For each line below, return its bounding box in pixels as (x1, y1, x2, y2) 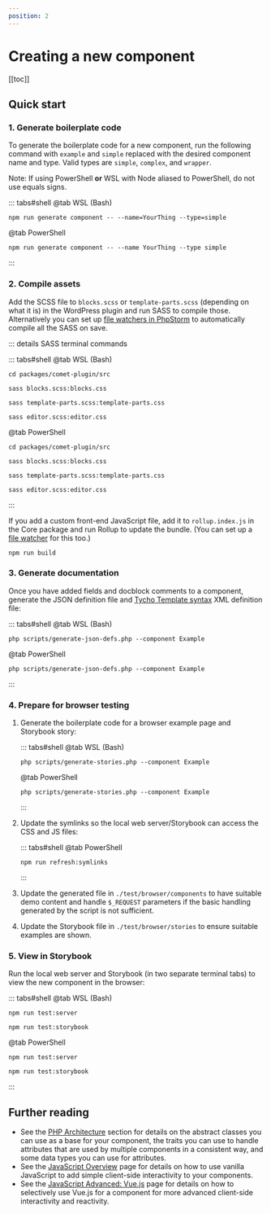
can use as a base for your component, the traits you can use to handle (19, 1136, 259, 1146)
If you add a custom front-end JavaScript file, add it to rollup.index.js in (8, 515, 255, 525)
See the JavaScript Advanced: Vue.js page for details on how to (19, 1179, 234, 1189)
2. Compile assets (8, 278, 81, 290)
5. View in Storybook (8, 950, 92, 962)
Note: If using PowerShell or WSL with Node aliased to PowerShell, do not (8, 173, 256, 183)
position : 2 (8, 11, 49, 20)
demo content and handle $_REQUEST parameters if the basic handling (19, 897, 252, 907)
